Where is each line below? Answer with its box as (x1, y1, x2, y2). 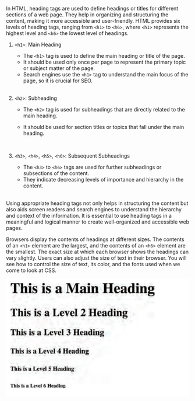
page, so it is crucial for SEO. (23, 77, 93, 84)
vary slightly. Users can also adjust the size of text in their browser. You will (6, 254, 187, 261)
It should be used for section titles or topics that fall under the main (23, 124, 185, 130)
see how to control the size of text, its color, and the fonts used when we (6, 261, 180, 267)
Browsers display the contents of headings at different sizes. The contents (6, 236, 185, 243)
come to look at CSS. (6, 267, 56, 274)
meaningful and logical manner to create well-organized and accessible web (6, 218, 190, 225)
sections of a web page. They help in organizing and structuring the (6, 11, 169, 18)
